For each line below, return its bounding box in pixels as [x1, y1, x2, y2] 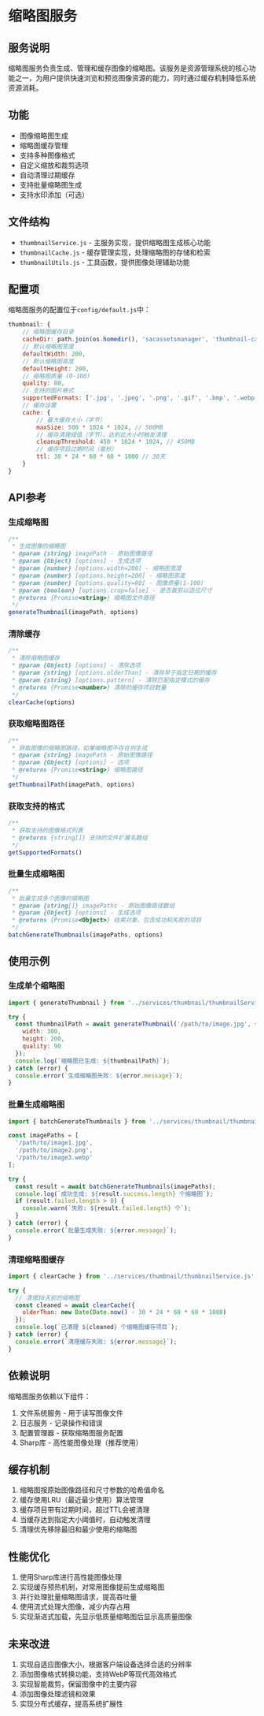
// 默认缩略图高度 [22, 357, 75, 365]
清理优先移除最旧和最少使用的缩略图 [19, 1524, 137, 1534]
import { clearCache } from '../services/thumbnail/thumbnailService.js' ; [8, 1272, 258, 1280]
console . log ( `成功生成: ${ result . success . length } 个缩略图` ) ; [15, 1189, 214, 1198]
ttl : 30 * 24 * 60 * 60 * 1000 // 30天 [36, 452, 166, 461]
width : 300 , [22, 1028, 61, 1036]
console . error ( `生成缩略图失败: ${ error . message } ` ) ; [15, 1071, 183, 1080]
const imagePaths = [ [8, 1132, 79, 1140]
